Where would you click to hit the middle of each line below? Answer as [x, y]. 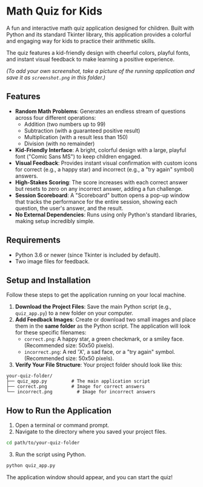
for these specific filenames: [51, 333]
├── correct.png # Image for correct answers [76, 387]
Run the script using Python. [50, 455]
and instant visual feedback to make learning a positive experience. [90, 59]
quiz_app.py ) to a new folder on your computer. [74, 313]
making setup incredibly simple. [55, 221]
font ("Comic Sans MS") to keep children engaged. [78, 156]
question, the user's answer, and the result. [69, 208]
